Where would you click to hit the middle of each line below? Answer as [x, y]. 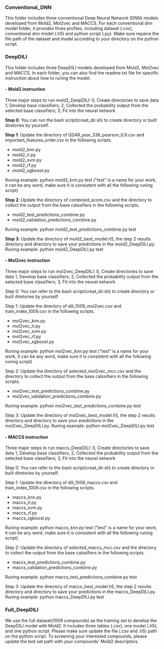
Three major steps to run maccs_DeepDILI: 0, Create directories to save [77, 448]
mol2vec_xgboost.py [33, 342]
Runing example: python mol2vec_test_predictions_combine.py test [73, 406]
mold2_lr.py [24, 155]
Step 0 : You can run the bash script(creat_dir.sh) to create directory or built [81, 120]
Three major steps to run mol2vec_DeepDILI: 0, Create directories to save [79, 271]
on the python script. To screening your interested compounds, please [76, 636]
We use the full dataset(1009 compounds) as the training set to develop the [81, 621]
